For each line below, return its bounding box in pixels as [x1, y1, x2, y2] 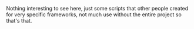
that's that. [6, 17, 32, 24]
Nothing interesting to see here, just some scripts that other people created [6, 5, 189, 12]
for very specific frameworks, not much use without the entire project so [6, 11, 182, 18]
